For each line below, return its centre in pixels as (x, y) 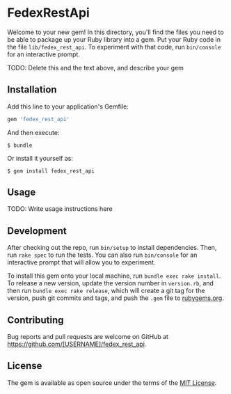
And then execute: (33, 132)
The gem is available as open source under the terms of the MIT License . (112, 383)
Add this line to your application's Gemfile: (68, 107)
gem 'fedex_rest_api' (39, 119)
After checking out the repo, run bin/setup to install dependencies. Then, (112, 248)
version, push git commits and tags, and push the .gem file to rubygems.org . (116, 298)
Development (37, 231)
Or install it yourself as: (40, 158)
